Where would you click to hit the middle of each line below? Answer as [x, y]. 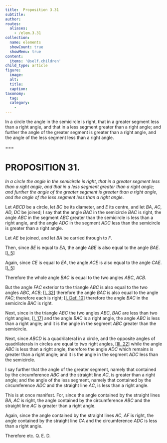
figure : [13, 70]
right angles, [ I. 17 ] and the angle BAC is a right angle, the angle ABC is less [83, 318]
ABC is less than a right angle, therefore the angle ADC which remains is [79, 349]
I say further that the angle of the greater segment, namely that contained [81, 369]
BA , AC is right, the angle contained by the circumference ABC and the [78, 400]
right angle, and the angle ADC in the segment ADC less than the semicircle [83, 222]
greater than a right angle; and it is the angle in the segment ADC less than [82, 354]
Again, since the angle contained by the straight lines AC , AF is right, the [80, 415]
